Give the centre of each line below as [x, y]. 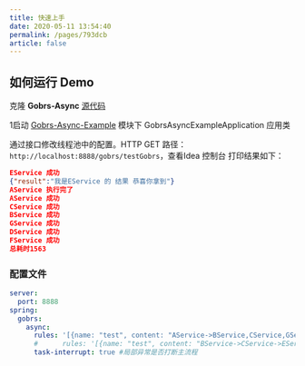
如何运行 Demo [52, 82]
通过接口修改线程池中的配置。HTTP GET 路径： [98, 144]
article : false [38, 43]
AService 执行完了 [42, 190]
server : [24, 293]
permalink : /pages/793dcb [58, 35]
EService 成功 [35, 173]
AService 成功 [35, 198]
